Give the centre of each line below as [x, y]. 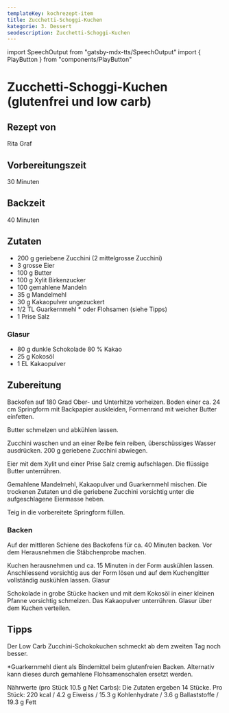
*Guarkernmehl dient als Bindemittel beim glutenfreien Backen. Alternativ [111, 666]
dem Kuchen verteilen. [39, 608]
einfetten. [21, 416]
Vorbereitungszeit [47, 165]
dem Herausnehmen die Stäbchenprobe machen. [77, 552]
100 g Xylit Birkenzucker [51, 280]
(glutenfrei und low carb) [80, 102]
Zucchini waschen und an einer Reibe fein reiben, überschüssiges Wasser [111, 443]
